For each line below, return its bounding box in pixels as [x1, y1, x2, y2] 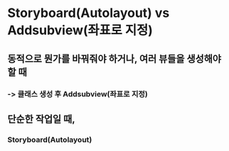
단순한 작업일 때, [7, 113, 76, 125]
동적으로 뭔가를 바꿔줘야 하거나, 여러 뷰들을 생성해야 [7, 52, 222, 65]
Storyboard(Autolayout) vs [7, 5, 170, 21]
